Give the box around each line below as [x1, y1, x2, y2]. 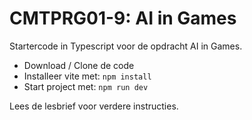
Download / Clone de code [23, 59, 135, 71]
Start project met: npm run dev [23, 80, 149, 92]
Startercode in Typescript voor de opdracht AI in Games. [9, 40, 243, 52]
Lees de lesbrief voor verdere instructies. [9, 100, 179, 112]
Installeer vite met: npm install [23, 70, 152, 82]
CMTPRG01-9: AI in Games [9, 7, 237, 30]
